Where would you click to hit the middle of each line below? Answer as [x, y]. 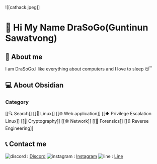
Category [17, 102]
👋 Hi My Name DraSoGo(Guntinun [77, 28]
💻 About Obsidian [34, 85]
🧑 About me [24, 57]
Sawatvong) [31, 38]
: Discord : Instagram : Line [75, 156]
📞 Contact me [26, 144]
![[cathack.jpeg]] [23, 7]
